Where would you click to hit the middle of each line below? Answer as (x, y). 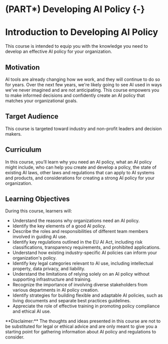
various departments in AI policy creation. (56, 290)
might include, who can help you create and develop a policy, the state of (81, 167)
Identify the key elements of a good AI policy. (59, 226)
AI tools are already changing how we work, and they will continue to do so (83, 79)
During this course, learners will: (39, 211)
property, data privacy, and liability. (49, 269)
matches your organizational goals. (41, 100)
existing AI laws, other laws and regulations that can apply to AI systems (80, 172)
